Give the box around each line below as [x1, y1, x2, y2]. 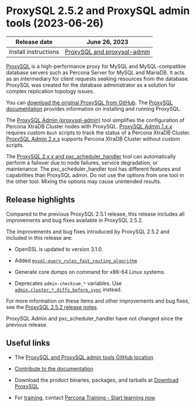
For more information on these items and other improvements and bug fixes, [6, 297, 190, 304]
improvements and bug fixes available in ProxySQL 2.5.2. [6, 216, 143, 223]
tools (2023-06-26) [6, 16, 104, 30]
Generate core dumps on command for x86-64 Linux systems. [14, 268, 166, 275]
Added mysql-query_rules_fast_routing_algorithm [14, 257, 137, 264]
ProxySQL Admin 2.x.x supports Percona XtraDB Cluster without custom [6, 135, 180, 142]
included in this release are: [6, 234, 73, 241]
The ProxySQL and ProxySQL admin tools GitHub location [14, 354, 154, 361]
